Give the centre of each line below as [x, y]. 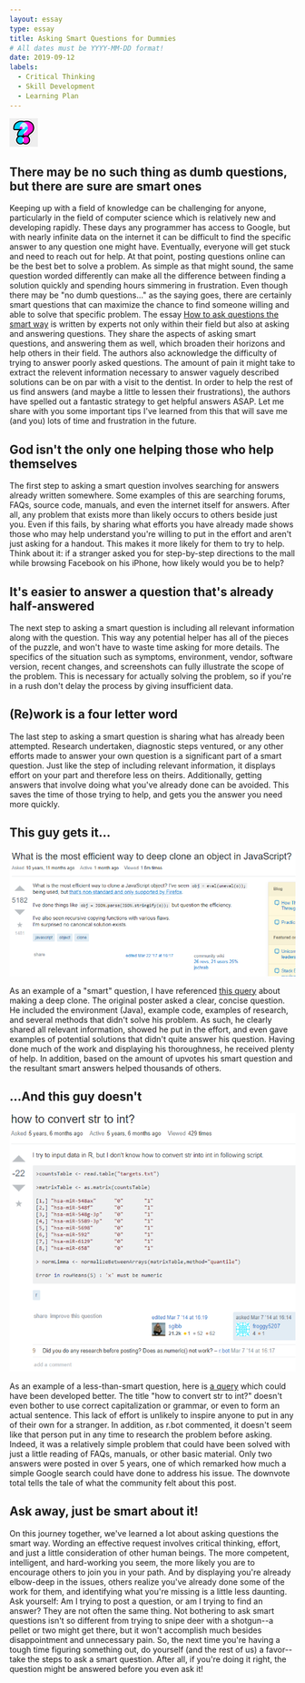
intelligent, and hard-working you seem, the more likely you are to [133, 1562]
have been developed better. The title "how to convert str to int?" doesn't [146, 1395]
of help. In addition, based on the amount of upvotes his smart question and [151, 1058]
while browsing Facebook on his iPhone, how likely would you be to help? [147, 563]
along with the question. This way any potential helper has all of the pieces [149, 638]
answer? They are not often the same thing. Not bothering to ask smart [142, 1610]
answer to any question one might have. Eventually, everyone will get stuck [150, 247]
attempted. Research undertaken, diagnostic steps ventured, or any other [147, 745]
